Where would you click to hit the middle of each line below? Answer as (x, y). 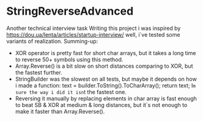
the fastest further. (39, 72)
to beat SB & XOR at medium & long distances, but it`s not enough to (101, 105)
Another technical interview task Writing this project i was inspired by (94, 28)
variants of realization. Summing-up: (52, 41)
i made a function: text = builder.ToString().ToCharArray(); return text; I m (105, 85)
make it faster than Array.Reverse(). (60, 111)
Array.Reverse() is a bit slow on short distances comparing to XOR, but (104, 66)
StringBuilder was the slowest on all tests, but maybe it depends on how (106, 79)
